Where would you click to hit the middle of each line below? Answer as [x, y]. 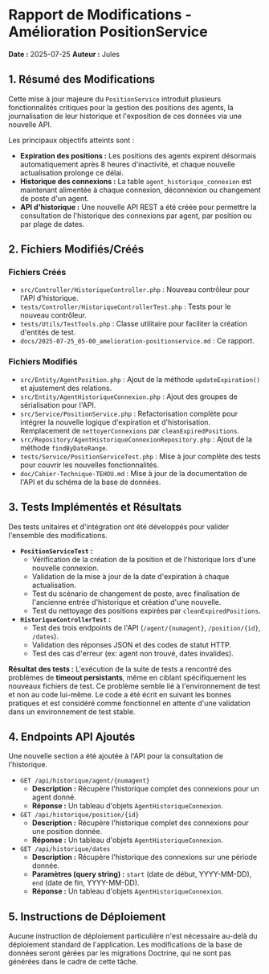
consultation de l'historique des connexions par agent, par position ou [136, 216]
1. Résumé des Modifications [82, 79]
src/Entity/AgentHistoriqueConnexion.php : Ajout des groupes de [129, 397]
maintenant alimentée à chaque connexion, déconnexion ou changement [140, 190]
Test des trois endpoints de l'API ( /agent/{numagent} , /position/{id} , [146, 627]
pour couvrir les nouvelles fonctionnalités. [89, 465]
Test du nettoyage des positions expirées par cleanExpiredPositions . [146, 610]
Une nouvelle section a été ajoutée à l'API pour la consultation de [116, 756]
